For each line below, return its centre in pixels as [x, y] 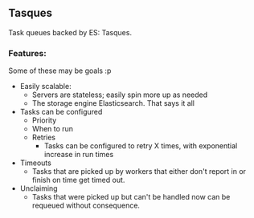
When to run [53, 129]
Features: [27, 53]
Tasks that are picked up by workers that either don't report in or [139, 172]
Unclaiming [39, 188]
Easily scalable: [45, 87]
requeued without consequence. [86, 206]
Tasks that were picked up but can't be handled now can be [131, 197]
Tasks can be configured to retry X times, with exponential [141, 146]
